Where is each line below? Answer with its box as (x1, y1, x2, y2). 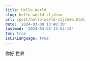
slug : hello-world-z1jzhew (5, 12, 63, 17)
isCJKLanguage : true (5, 36, 49, 41)
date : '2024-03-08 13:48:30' (5, 21, 67, 27)
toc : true (5, 31, 26, 36)
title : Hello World (5, 7, 47, 13)
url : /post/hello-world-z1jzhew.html (5, 17, 85, 22)
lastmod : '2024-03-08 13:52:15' (5, 26, 74, 32)
